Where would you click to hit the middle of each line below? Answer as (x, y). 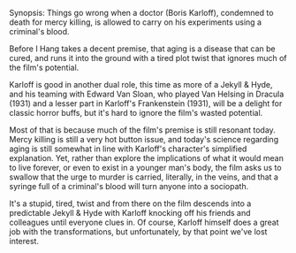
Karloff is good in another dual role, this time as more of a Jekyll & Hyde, (141, 84)
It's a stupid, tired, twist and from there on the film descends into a (130, 203)
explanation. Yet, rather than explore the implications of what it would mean (147, 158)
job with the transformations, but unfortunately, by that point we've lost (138, 232)
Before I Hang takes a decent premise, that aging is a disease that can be (142, 49)
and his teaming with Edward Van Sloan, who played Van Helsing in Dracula (147, 94)
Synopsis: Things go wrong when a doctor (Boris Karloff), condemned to (141, 13)
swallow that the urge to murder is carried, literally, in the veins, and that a (144, 177)
